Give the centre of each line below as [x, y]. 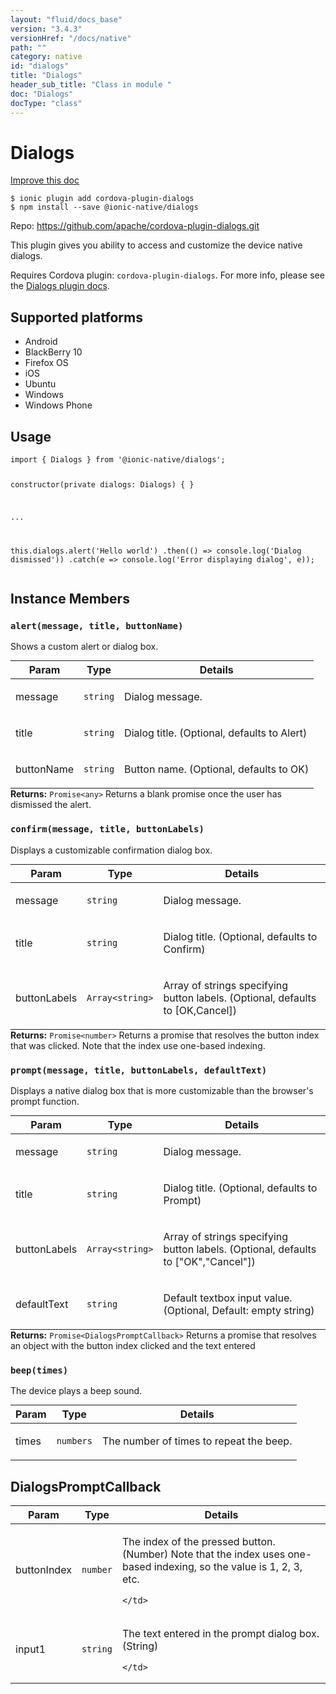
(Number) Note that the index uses [203, 1554]
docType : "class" [46, 103]
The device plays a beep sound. [76, 1391]
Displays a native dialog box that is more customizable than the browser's [162, 1090]
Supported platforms [76, 317]
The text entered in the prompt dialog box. [220, 1634]
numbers [74, 1441]
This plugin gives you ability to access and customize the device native [156, 245]
